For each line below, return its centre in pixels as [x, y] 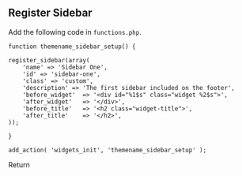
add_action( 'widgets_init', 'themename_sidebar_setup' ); [108, 150]
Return [19, 164]
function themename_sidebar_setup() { [72, 47]
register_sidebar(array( [49, 60]
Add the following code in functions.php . [75, 32]
